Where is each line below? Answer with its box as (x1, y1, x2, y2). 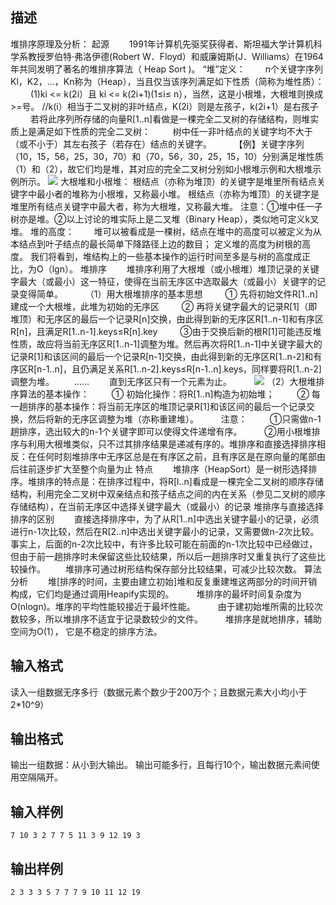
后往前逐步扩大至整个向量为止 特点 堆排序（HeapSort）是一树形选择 (10, 463, 309, 475)
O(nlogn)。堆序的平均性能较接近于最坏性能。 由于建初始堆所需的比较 (10, 600, 315, 612)
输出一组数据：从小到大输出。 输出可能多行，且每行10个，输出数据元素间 (10, 759, 312, 771)
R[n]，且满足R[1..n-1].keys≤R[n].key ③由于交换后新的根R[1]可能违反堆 (10, 325, 322, 337)
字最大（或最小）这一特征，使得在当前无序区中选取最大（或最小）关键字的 (10, 275, 317, 287)
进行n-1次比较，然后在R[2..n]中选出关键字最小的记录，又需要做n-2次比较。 (10, 525, 320, 537)
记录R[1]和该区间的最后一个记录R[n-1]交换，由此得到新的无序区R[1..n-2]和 (10, 350, 314, 362)
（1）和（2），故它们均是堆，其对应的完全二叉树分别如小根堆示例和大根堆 (10, 163, 313, 175)
